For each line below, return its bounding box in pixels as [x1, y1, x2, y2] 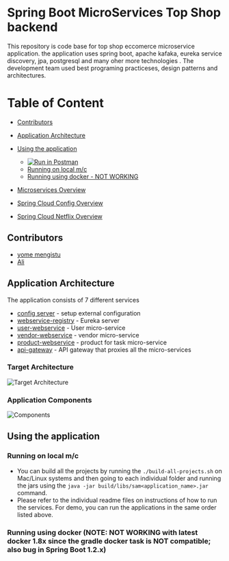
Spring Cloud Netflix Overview [16, 212, 103, 220]
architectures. [7, 71, 46, 80]
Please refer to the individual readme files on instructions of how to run [16, 496, 217, 504]
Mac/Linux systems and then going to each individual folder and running [16, 474, 221, 482]
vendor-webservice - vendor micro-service [16, 331, 139, 339]
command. [16, 488, 48, 497]
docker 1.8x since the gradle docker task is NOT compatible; [7, 536, 211, 546]
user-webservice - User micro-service [16, 324, 126, 332]
